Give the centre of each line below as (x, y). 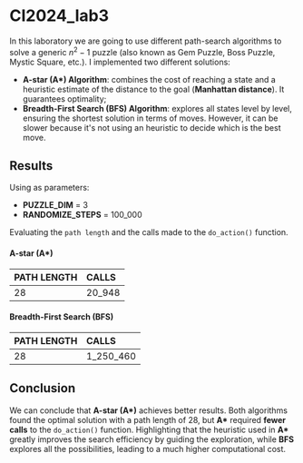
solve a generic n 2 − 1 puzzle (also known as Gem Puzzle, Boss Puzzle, (142, 51)
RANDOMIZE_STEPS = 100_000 (82, 215)
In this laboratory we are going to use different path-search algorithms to (146, 41)
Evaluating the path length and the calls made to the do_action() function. (149, 232)
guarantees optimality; (64, 99)
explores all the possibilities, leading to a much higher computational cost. (148, 448)
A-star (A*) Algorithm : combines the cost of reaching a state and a (149, 79)
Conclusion (43, 388)
